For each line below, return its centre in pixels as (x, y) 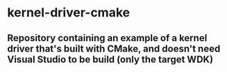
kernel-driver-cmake (69, 13)
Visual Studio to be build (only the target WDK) (110, 59)
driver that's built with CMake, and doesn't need (114, 48)
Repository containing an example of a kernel (107, 38)
